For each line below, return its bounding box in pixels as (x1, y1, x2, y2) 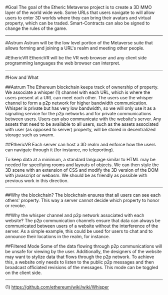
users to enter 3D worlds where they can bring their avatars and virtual (5, 15, 151, 20)
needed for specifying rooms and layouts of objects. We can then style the (5, 162, 159, 168)
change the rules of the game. (5, 25, 67, 31)
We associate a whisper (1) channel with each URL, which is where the (5, 89, 150, 95)
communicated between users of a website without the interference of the (5, 223, 158, 229)
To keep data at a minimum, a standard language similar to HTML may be (5, 157, 156, 162)
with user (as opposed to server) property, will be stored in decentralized (5, 127, 156, 132)
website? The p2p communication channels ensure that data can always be (5, 218, 161, 224)
